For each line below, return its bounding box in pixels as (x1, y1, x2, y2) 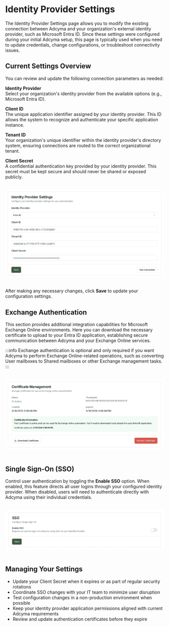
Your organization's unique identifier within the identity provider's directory (5, 137, 161, 143)
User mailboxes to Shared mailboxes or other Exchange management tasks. (5, 358, 162, 364)
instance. (5, 122, 25, 128)
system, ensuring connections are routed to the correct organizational (5, 142, 151, 148)
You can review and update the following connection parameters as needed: (5, 75, 164, 82)
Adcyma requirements (12, 610, 59, 616)
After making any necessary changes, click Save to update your (5, 288, 138, 294)
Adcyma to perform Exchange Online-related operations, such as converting (5, 353, 164, 359)
